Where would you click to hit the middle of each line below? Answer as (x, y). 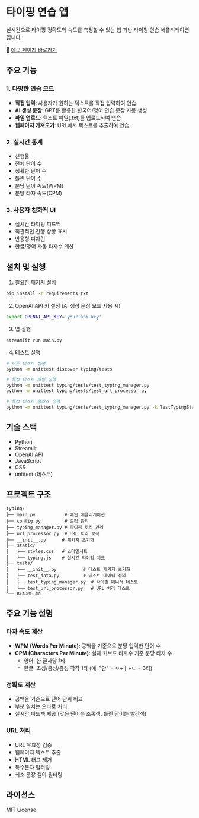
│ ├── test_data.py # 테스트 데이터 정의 (66, 576)
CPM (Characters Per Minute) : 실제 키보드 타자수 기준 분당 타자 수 (93, 653)
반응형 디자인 (30, 239)
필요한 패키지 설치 (35, 282)
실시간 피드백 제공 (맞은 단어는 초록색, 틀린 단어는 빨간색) (81, 714)
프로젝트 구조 (29, 495)
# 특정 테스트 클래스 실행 (33, 402)
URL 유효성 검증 (33, 745)
